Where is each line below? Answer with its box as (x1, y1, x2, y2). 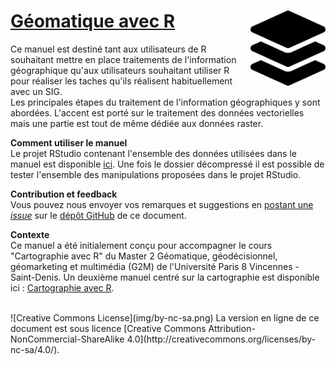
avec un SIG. (10, 85, 63, 97)
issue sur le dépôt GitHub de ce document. (10, 209, 187, 221)
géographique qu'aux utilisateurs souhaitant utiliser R (10, 64, 230, 76)
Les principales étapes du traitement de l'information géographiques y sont (10, 96, 321, 108)
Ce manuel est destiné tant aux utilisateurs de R (10, 43, 207, 55)
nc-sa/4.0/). (10, 343, 60, 355)
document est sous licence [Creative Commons (10, 322, 207, 334)
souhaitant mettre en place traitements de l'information (10, 53, 237, 65)
